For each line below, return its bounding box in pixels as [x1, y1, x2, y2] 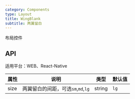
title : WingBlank [5, 16, 41, 21]
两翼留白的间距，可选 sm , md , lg [22, 85, 90, 92]
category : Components [5, 7, 50, 12]
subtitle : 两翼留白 [5, 21, 42, 26]
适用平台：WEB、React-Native [5, 63, 67, 69]
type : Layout [5, 12, 32, 17]
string [94, 85, 108, 92]
